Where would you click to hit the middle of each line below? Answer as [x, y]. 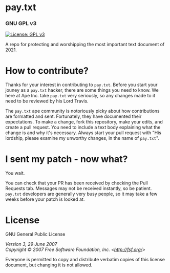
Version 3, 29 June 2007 [31, 244]
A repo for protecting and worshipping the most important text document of [85, 45]
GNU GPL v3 [21, 24]
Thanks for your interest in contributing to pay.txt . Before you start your [81, 85]
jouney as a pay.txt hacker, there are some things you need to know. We [82, 90]
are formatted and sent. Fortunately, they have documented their [73, 116]
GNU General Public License [35, 234]
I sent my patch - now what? [67, 159]
